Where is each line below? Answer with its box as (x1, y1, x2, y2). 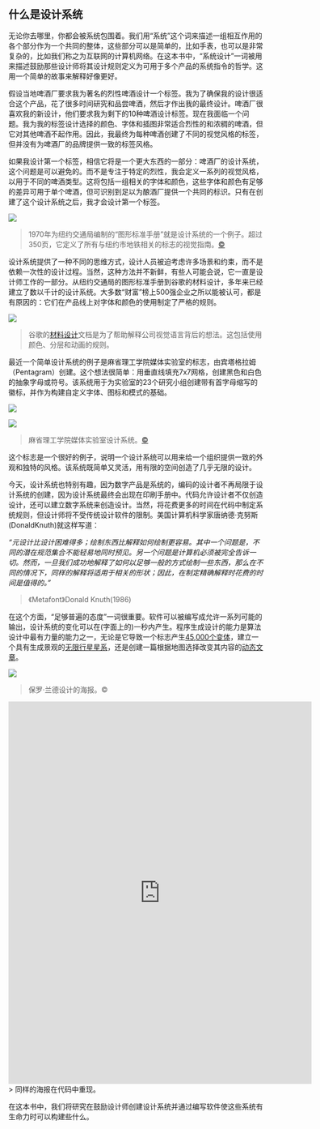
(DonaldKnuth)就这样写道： (8, 520, 99, 529)
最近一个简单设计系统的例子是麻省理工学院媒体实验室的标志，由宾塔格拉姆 (8, 357, 256, 366)
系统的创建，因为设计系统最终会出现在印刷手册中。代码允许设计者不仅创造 (15, 490, 263, 499)
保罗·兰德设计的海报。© (27, 684, 108, 695)
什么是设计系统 (8, 7, 83, 22)
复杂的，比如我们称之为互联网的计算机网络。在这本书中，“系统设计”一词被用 (8, 51, 263, 61)
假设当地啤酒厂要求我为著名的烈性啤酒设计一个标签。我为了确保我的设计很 (8, 88, 256, 98)
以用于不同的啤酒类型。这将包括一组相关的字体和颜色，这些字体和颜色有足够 (8, 177, 263, 186)
